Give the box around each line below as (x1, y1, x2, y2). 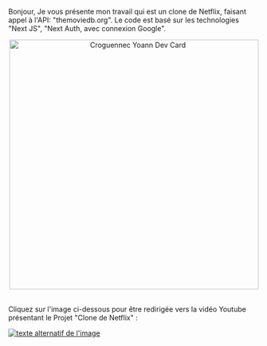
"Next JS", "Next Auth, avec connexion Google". (8, 24, 167, 33)
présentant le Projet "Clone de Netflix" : (8, 313, 138, 322)
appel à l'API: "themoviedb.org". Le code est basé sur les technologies (8, 15, 239, 25)
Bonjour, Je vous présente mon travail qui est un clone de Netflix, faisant (8, 7, 247, 16)
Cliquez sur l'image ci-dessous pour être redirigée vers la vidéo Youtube (8, 304, 247, 314)
